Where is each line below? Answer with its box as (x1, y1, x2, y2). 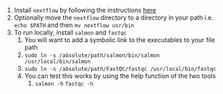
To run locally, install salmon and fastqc (13, 28, 128, 36)
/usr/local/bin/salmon (24, 58, 91, 65)
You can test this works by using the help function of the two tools (24, 72, 216, 80)
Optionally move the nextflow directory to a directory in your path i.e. (13, 13, 214, 22)
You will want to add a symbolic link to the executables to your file (24, 36, 215, 44)
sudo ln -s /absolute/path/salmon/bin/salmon (24, 52, 160, 59)
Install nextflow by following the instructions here (13, 6, 156, 14)
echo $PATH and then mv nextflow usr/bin (13, 21, 135, 29)
